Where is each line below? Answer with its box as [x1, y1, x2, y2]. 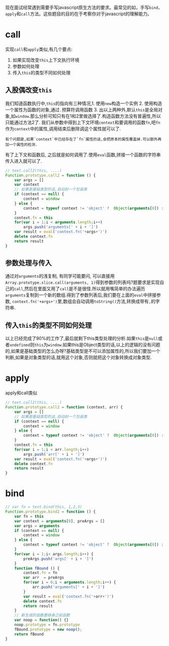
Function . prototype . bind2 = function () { [5, 509, 96, 514]
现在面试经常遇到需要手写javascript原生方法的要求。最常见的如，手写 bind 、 [5, 5, 163, 10]
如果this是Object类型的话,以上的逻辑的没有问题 [63, 341, 160, 348]
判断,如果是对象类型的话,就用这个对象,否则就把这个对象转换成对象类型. [5, 354, 152, 361]
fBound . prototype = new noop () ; [14, 627, 82, 632]
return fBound [14, 631, 44, 637]
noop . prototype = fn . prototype [14, 622, 80, 627]
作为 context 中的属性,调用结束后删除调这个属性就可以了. [5, 126, 121, 132]
